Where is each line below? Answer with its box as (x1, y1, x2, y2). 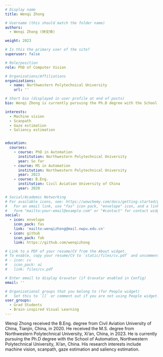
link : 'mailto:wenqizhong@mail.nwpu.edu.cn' (14, 226, 105, 231)
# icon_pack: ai (5, 263, 42, 267)
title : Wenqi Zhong (5, 12, 45, 17)
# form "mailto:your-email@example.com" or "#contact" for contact (5, 208, 149, 213)
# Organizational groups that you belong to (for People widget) (5, 289, 140, 294)
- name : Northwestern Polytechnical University (9, 83, 108, 88)
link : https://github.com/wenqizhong (14, 240, 90, 245)
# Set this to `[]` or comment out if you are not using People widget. (5, 293, 160, 299)
